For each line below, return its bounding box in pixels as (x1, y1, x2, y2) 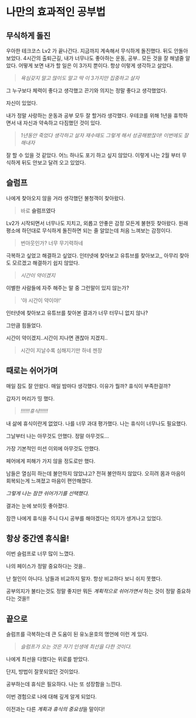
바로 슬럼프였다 (20, 207, 56, 214)
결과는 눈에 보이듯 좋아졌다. (6, 502, 69, 509)
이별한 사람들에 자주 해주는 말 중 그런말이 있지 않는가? (6, 284, 129, 291)
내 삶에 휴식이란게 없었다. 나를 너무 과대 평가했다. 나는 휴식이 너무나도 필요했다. (6, 420, 188, 427)
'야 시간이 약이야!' (20, 296, 62, 303)
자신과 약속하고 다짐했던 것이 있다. (23, 119, 102, 126)
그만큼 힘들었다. (6, 322, 43, 329)
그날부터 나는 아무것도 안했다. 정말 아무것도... (6, 432, 110, 439)
